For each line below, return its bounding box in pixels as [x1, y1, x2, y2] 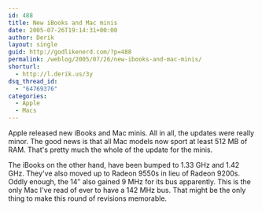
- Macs [15, 107, 37, 115]
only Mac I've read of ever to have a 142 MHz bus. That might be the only [8, 186, 246, 194]
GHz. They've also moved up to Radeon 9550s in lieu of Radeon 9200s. [8, 168, 241, 178]
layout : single [8, 41, 58, 49]
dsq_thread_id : [8, 77, 58, 85]
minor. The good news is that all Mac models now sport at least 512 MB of [8, 137, 248, 146]
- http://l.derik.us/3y [15, 70, 93, 78]
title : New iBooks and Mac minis [8, 19, 118, 27]
